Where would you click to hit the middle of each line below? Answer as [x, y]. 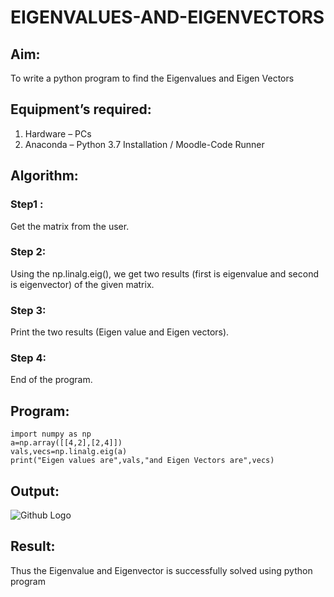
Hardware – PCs [58, 133]
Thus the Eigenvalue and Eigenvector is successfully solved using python [161, 570]
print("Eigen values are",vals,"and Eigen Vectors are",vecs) [142, 461]
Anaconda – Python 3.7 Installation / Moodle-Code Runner [144, 144]
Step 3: [28, 310]
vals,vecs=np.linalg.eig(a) [69, 452]
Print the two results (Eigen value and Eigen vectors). [120, 332]
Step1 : [27, 204]
